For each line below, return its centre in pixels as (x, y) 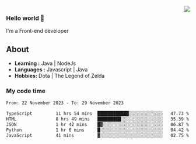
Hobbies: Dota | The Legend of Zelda (60, 76)
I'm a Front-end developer (37, 31)
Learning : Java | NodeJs (45, 63)
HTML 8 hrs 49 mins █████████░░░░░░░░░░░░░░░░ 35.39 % (98, 119)
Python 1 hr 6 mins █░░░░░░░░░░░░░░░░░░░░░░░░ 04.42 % (98, 130)
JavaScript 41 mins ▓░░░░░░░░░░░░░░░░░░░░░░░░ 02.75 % (98, 135)
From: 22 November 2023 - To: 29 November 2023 (65, 103)
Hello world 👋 (25, 18)
